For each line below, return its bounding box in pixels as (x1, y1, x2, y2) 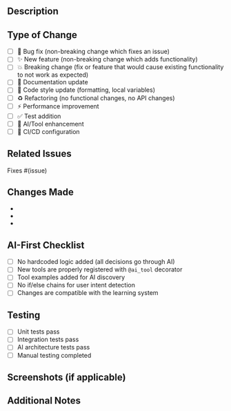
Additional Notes (7, 395, 81, 407)
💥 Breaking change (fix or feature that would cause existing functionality (17, 63, 224, 71)
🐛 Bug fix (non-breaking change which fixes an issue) (17, 48, 170, 56)
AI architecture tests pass (17, 343, 90, 352)
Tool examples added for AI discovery (17, 273, 125, 282)
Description (7, 6, 59, 17)
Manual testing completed (17, 351, 92, 359)
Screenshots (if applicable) (7, 371, 126, 383)
